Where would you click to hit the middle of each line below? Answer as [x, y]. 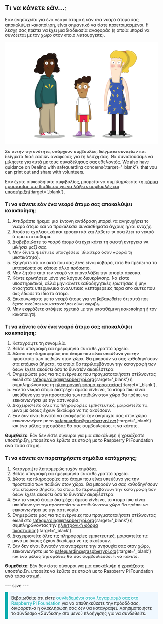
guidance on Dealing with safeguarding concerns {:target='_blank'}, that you [81, 167]
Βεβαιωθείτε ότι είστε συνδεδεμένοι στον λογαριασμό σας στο [75, 598]
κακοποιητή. [24, 314]
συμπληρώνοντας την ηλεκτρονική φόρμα [55, 525]
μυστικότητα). [26, 257]
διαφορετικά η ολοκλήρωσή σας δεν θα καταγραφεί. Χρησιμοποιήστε [82, 608]
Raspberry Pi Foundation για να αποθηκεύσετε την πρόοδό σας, [76, 603]
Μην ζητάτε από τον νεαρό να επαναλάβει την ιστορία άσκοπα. [77, 273]
